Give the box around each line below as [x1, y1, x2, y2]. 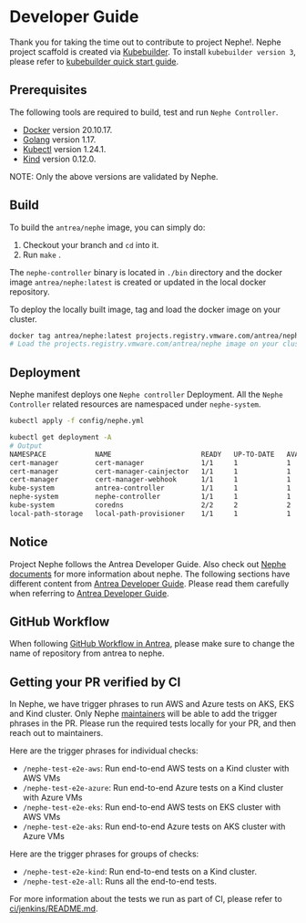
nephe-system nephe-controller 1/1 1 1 [9, 493, 291, 502]
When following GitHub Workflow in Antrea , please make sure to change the [9, 638, 295, 649]
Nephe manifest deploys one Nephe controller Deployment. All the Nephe [9, 389, 284, 400]
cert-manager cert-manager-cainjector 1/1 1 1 [9, 467, 291, 476]
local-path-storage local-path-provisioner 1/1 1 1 [9, 509, 291, 518]
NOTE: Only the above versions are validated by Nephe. [9, 171, 219, 181]
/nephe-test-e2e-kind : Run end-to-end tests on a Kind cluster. [22, 866, 258, 877]
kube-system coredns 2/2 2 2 [9, 501, 291, 510]
